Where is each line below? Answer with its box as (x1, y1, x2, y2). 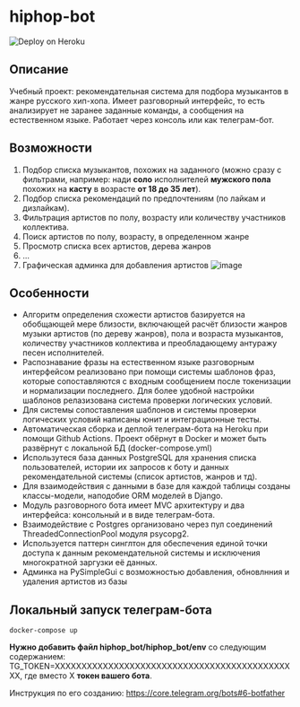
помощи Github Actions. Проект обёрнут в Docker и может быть (21, 433, 267, 444)
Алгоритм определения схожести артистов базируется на (21, 310, 246, 320)
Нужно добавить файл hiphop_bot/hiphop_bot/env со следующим (9, 642, 267, 652)
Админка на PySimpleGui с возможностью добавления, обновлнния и (21, 567, 290, 578)
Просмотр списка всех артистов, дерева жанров (21, 240, 212, 251)
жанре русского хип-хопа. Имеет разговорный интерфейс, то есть (9, 95, 266, 106)
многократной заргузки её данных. (21, 557, 159, 568)
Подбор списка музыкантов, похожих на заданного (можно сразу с (21, 164, 282, 175)
